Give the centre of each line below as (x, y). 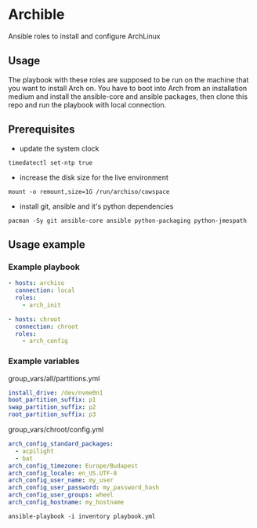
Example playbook (44, 267)
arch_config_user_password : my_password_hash (83, 488)
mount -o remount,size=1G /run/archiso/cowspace (89, 191)
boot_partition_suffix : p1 (52, 400)
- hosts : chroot (34, 319)
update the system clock (59, 148)
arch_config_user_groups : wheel (61, 495)
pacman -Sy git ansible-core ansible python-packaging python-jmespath (127, 220)
